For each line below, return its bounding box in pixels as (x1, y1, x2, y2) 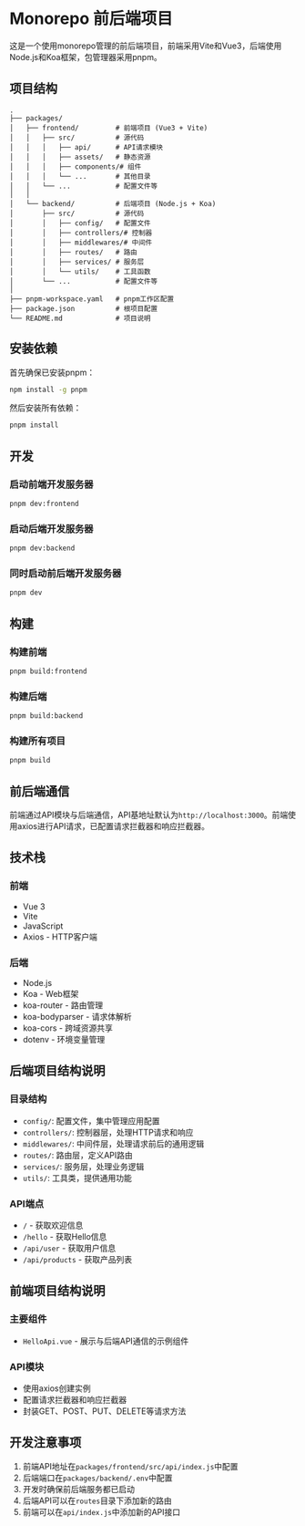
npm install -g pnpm (9, 385, 88, 394)
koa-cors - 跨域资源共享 (22, 1023, 114, 1033)
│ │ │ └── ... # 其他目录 (9, 171, 152, 181)
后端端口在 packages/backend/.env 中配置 (22, 1472, 173, 1483)
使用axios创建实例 (22, 1383, 91, 1394)
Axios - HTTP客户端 (22, 931, 98, 942)
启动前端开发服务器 (9, 478, 94, 491)
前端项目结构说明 (9, 1283, 106, 1299)
